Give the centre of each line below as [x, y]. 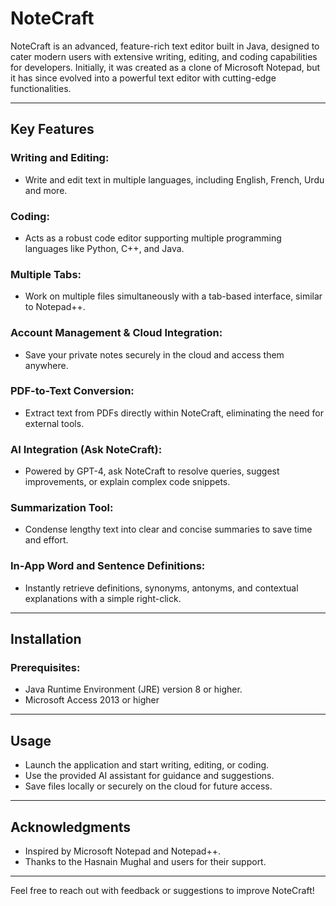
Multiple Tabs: [46, 274]
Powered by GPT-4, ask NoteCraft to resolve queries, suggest [152, 471]
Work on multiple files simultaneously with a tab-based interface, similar [173, 296]
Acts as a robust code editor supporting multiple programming [153, 238]
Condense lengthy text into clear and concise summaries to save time [168, 529]
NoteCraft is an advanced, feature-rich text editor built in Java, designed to [165, 46]
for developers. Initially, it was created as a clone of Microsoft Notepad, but [165, 67]
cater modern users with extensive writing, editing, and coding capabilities [164, 56]
